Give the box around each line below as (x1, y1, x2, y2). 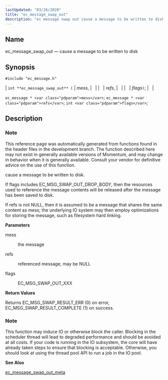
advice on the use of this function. (5, 162, 76, 168)
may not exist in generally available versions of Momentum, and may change (5, 151, 163, 157)
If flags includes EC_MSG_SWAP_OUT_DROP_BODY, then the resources (5, 181, 152, 187)
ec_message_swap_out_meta (5, 369, 65, 375)
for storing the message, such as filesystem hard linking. (5, 212, 122, 218)
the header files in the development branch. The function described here (5, 146, 155, 152)
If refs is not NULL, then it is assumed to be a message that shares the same (5, 201, 162, 207)
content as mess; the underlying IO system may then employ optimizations (5, 207, 159, 213)
